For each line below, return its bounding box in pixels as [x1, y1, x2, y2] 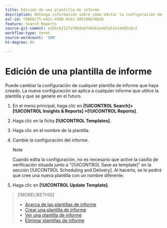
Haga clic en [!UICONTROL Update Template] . [12, 182, 109, 188]
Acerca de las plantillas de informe [24, 201, 96, 207]
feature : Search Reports [5, 21, 57, 26]
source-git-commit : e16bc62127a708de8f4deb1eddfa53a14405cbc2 [5, 26, 137, 31]
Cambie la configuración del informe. [12, 137, 89, 143]
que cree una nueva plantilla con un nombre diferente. [12, 172, 124, 178]
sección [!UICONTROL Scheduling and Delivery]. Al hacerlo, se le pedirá [12, 167, 161, 173]
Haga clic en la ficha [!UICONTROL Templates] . [12, 117, 111, 123]
